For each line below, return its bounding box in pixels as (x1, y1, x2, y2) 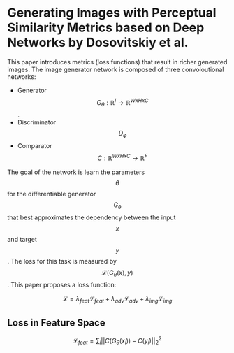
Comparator (17, 142, 52, 150)
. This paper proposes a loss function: (7, 281, 117, 289)
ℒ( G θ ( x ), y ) (101, 268, 133, 278)
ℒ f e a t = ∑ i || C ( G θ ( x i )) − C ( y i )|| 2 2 (73, 336, 162, 347)
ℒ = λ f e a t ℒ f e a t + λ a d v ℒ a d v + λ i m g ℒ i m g (62, 295, 173, 305)
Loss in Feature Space (7, 317, 106, 329)
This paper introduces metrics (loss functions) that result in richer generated (7, 57, 228, 66)
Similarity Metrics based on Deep (7, 20, 205, 36)
